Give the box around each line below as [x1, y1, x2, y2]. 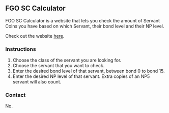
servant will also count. [12, 79, 62, 85]
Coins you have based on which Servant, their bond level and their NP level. [5, 23, 164, 29]
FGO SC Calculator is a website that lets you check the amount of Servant [5, 17, 160, 23]
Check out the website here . [5, 33, 65, 39]
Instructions [5, 45, 37, 52]
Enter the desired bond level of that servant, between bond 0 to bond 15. [12, 68, 165, 74]
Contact [5, 92, 26, 99]
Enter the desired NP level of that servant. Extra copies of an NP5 [12, 73, 150, 79]
